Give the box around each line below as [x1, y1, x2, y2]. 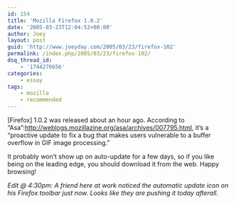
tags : [7, 83, 23, 90]
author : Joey [7, 30, 46, 38]
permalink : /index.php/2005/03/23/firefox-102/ [7, 50, 151, 58]
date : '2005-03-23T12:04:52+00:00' [7, 23, 113, 31]
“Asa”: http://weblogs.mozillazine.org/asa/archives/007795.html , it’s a [7, 124, 209, 131]
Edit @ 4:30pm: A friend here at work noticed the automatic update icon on [7, 181, 229, 189]
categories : [7, 70, 43, 77]
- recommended [20, 97, 62, 104]
